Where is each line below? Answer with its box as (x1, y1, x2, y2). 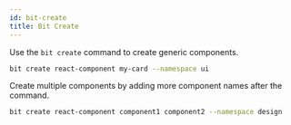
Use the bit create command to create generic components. (9, 46, 239, 57)
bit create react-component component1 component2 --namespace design (9, 108, 283, 117)
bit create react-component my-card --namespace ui (9, 64, 209, 73)
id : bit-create (9, 13, 67, 23)
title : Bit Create (9, 22, 79, 31)
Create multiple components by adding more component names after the (9, 81, 283, 91)
